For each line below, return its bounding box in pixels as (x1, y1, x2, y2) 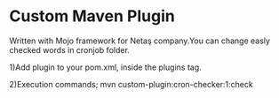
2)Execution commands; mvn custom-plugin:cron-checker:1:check (9, 79, 253, 89)
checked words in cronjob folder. (9, 44, 131, 55)
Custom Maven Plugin (9, 6, 175, 26)
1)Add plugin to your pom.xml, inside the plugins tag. (9, 62, 202, 72)
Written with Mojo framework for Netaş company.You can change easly (9, 35, 271, 46)
